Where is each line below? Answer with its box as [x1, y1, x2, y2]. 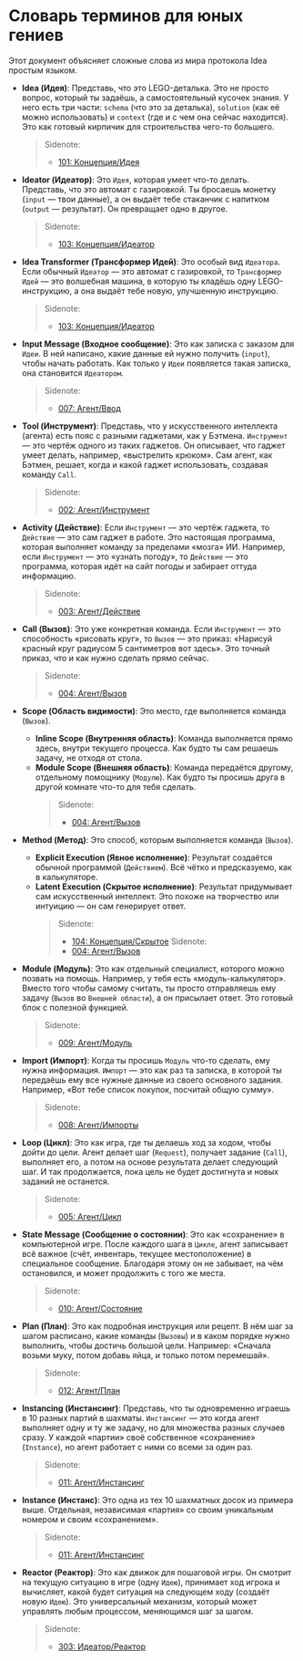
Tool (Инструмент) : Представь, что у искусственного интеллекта [21, 420, 278, 431]
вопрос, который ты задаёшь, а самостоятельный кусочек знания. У [21, 92, 289, 103]
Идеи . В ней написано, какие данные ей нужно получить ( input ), [21, 348, 270, 358]
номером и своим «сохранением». [21, 1513, 159, 1524]
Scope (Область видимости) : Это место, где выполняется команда [21, 705, 287, 716]
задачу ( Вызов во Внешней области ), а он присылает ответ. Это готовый [21, 991, 293, 1003]
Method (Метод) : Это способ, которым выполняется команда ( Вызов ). [21, 834, 294, 845]
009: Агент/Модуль [57, 1037, 133, 1048]
